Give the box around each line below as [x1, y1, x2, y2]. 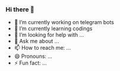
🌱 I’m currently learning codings [14, 25, 93, 32]
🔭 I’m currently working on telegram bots [14, 19, 114, 26]
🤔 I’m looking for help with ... [14, 31, 84, 38]
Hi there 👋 [5, 5, 35, 14]
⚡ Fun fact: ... [14, 59, 47, 67]
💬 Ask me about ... [14, 38, 59, 45]
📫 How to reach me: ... [14, 44, 71, 51]
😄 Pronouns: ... [14, 53, 53, 60]
